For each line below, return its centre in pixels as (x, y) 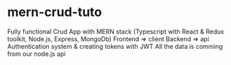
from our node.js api (37, 54)
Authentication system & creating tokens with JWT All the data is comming (115, 46)
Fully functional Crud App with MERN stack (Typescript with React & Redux (116, 31)
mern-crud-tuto (55, 12)
